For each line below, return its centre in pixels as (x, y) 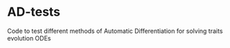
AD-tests (34, 12)
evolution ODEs (29, 38)
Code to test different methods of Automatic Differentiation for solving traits (115, 31)
